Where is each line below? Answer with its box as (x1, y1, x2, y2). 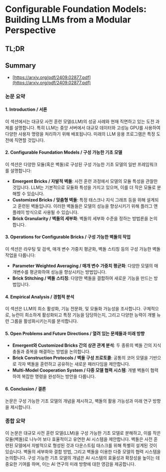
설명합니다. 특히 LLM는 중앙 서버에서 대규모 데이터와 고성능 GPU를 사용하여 (14, 124, 161, 130)
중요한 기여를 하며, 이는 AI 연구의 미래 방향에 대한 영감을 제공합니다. (5, 461, 136, 467)
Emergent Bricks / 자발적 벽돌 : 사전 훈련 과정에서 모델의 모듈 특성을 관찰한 (12, 178, 158, 184)
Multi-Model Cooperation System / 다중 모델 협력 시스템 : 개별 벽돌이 (12, 367, 150, 374)
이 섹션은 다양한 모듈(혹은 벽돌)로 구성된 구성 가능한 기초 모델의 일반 (5, 161, 137, 167)
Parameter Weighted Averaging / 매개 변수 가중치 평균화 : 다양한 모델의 (12, 263, 153, 269)
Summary (5, 61, 36, 70)
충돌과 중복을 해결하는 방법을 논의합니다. (12, 349, 91, 355)
